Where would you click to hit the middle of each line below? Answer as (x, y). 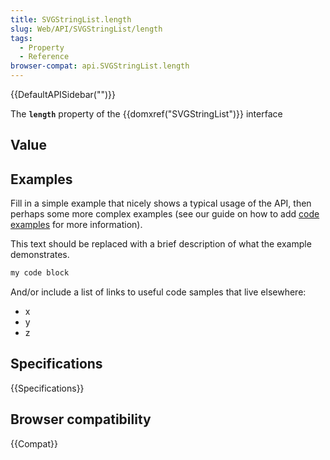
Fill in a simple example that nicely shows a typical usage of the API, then (161, 203)
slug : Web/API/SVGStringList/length (86, 29)
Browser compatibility (81, 419)
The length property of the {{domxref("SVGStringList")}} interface (146, 114)
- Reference (44, 57)
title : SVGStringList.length (71, 19)
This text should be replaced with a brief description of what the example (161, 244)
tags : (21, 38)
